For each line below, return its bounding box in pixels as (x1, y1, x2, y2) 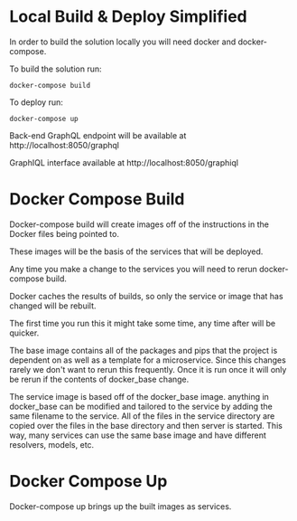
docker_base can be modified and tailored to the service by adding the (9, 401, 273, 412)
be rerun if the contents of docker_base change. (9, 374, 190, 384)
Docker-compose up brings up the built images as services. (9, 500, 232, 512)
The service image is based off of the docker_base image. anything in (9, 391, 269, 402)
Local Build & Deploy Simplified (9, 6, 247, 27)
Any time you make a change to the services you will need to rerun (9, 263, 257, 274)
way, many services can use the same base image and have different (9, 430, 266, 440)
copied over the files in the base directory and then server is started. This (9, 420, 283, 431)
